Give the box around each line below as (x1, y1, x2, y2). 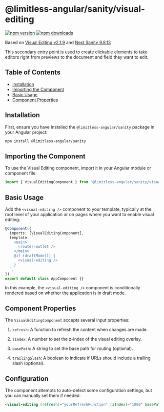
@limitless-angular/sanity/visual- (5, 3, 145, 15)
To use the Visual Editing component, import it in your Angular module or (5, 165, 151, 171)
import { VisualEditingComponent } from (5, 180, 89, 185)
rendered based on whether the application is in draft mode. (5, 290, 126, 296)
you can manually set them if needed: (5, 392, 81, 399)
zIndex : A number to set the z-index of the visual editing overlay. (12, 336, 142, 342)
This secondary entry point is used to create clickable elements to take (5, 49, 148, 55)
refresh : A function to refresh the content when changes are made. (12, 326, 148, 333)
